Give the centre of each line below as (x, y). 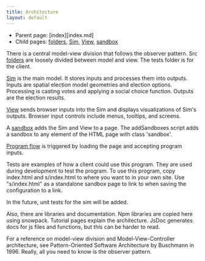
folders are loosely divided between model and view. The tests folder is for (100, 60)
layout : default (27, 18)
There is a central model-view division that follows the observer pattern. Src (102, 53)
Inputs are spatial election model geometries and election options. (89, 84)
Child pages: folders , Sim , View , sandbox (67, 41)
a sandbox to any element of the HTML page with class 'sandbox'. (89, 134)
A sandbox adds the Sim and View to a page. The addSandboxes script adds (103, 127)
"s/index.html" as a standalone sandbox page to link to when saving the (96, 184)
